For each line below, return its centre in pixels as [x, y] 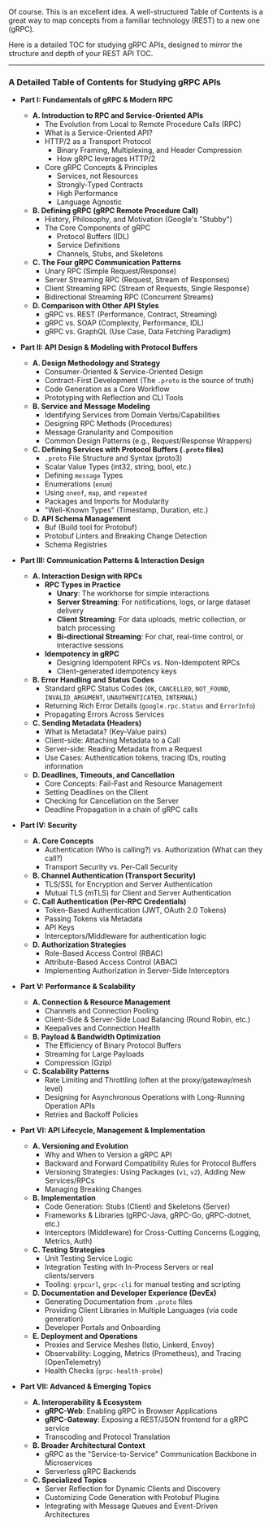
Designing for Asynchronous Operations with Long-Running [145, 1097]
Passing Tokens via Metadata [93, 919]
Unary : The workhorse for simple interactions [133, 594]
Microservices [68, 1463]
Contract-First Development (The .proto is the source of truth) [149, 381]
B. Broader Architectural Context [89, 1445]
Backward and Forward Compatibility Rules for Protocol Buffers [150, 1163]
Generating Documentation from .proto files [119, 1301]
